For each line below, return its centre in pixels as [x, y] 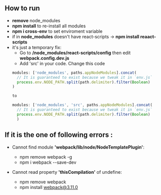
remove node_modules [36, 20]
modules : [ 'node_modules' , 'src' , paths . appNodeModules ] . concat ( [82, 105]
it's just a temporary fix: [37, 47]
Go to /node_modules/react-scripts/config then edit [75, 53]
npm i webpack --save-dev [48, 162]
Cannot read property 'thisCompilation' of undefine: [67, 172]
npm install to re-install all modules [49, 26]
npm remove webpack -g [46, 157]
